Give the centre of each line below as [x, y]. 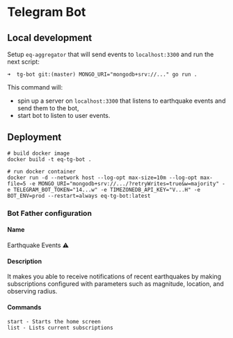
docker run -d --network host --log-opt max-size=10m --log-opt [102, 178]
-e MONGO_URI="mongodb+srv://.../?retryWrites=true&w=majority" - [127, 184]
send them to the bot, [48, 108]
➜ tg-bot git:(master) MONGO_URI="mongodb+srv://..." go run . [102, 74]
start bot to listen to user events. [64, 116]
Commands [24, 307]
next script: [23, 62]
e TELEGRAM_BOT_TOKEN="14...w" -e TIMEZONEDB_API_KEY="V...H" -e [104, 189]
